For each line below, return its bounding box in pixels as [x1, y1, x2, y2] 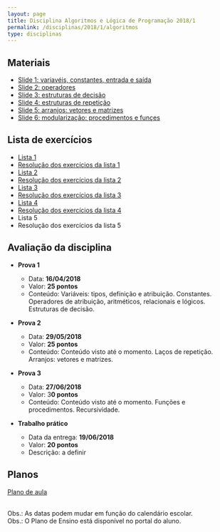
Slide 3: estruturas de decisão [17, 90, 106, 100]
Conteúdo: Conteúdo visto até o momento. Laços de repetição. [28, 347, 214, 356]
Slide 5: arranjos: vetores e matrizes [17, 106, 124, 115]
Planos [7, 469, 39, 481]
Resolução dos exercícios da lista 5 [17, 221, 122, 229]
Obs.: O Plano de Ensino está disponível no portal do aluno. [7, 516, 182, 525]
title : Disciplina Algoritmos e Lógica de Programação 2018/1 [7, 17, 196, 24]
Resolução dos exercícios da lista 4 [17, 206, 122, 214]
